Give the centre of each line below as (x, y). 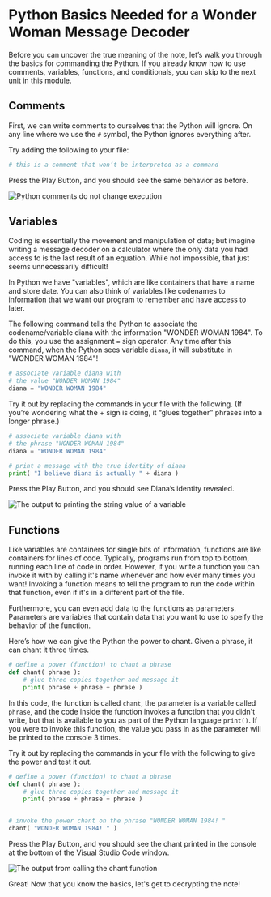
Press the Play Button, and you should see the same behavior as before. (128, 180)
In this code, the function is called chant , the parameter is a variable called (132, 702)
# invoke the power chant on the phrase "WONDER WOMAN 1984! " (117, 821)
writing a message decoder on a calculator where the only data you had (128, 250)
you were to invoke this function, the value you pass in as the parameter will (135, 728)
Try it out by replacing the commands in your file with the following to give (132, 753)
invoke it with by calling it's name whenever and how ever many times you (132, 575)
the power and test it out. (50, 762)
